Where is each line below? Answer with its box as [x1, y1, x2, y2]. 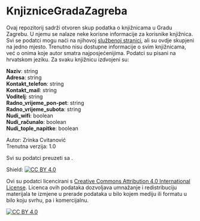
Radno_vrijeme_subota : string [6, 105, 81, 113]
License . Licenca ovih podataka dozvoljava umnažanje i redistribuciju [6, 184, 177, 191]
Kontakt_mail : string [6, 86, 57, 93]
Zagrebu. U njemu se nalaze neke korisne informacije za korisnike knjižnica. [6, 30, 193, 37]
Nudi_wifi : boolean [6, 112, 54, 119]
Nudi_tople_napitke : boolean [6, 125, 79, 132]
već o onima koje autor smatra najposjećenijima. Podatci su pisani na [6, 49, 176, 56]
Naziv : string [6, 67, 38, 74]
